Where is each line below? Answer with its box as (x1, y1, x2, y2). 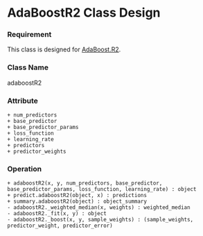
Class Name (7, 62, 48, 72)
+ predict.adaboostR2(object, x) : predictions (7, 192, 148, 199)
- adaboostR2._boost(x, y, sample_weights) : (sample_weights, (7, 217, 194, 224)
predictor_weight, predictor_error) (7, 222, 113, 230)
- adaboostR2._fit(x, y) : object (7, 210, 107, 217)
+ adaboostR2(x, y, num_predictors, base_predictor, (7, 180, 163, 187)
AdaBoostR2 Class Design (7, 5, 161, 21)
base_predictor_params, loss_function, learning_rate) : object (7, 186, 197, 193)
